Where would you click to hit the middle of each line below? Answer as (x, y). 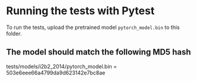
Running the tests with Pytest (80, 11)
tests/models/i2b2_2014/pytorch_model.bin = (62, 66)
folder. (14, 33)
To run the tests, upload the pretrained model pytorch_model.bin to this (93, 27)
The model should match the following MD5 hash (99, 52)
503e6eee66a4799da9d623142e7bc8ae (56, 73)
